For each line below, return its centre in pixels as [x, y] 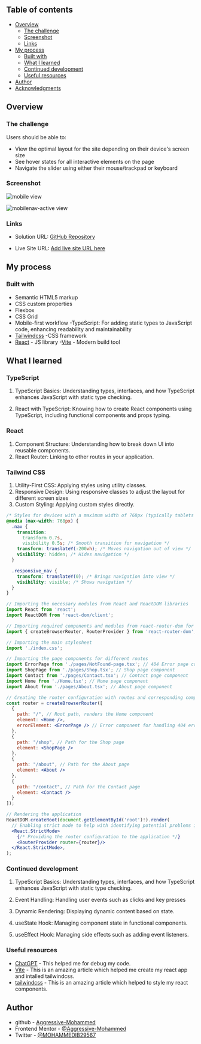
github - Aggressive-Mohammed [55, 1022]
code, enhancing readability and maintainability [73, 329]
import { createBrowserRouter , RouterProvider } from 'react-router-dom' [100, 631]
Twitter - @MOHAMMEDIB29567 [55, 1035]
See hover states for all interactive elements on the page [84, 161]
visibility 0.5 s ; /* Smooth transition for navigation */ [96, 543]
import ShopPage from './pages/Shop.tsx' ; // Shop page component [91, 670]
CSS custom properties [44, 304]
